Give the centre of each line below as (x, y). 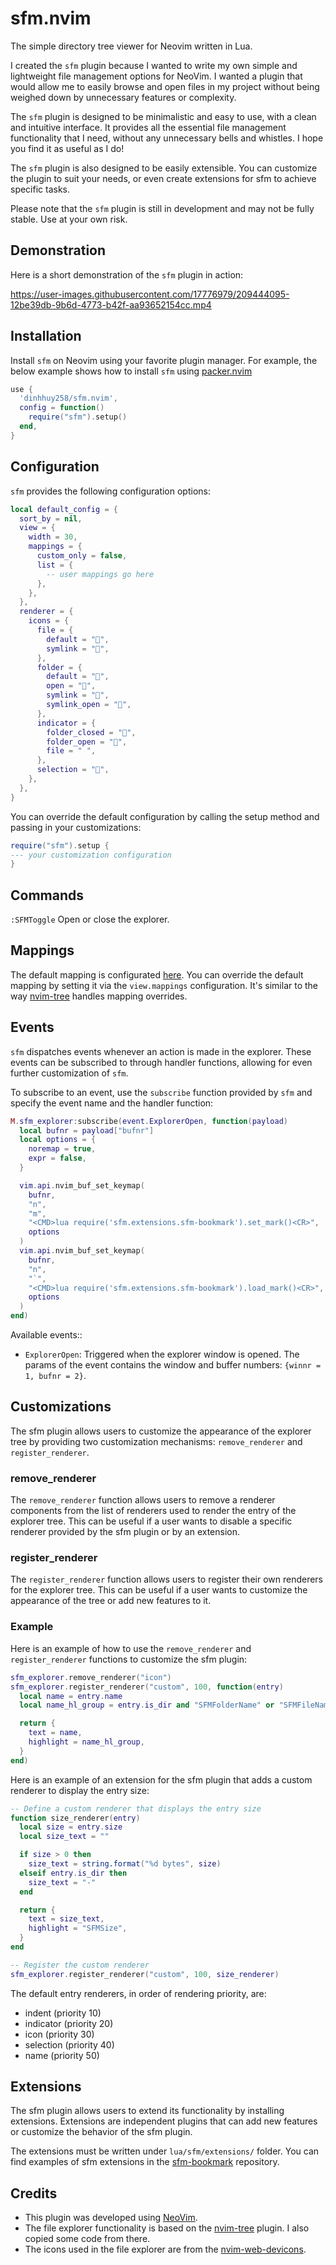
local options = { (58, 1140)
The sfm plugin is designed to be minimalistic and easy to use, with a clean (163, 116)
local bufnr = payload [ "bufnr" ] (87, 1130)
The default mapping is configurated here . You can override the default (157, 974)
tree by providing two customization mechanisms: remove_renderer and (156, 1441)
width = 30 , (53, 537)
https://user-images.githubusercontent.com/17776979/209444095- (150, 294)
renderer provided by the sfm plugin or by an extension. (125, 1532)
